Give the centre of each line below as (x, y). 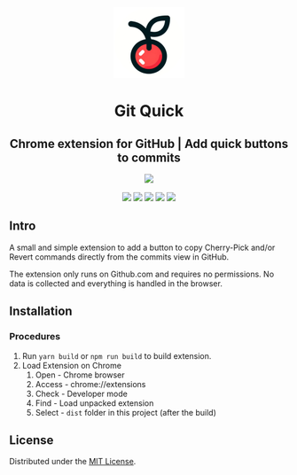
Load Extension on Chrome (72, 365)
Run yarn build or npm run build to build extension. (117, 355)
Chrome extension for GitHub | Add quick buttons (149, 144)
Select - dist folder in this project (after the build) (126, 412)
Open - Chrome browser (80, 375)
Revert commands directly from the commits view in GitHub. (119, 257)
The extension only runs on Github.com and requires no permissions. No (142, 274)
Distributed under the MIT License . (73, 462)
